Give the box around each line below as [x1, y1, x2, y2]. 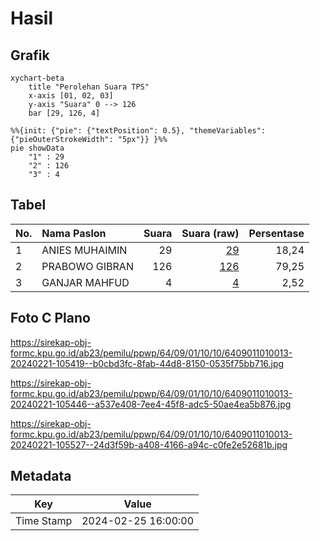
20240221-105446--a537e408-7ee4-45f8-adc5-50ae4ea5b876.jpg [10, 398, 292, 410]
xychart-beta [10, 73, 65, 83]
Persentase [248, 226, 305, 240]
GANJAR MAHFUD [41, 275, 130, 289]
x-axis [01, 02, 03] [28, 91, 114, 101]
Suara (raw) [181, 226, 240, 240]
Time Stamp [15, 514, 73, 528]
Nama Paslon [41, 226, 107, 240]
